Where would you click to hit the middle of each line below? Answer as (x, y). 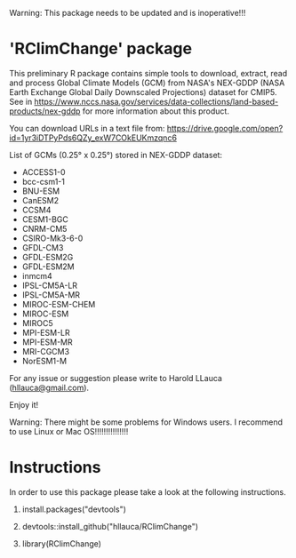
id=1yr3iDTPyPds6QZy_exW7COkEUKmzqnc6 (93, 138)
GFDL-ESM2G (48, 257)
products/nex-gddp (45, 111)
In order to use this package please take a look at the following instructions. (148, 491)
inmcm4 (37, 275)
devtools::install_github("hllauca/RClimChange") (110, 526)
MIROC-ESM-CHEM (59, 304)
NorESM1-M (44, 361)
